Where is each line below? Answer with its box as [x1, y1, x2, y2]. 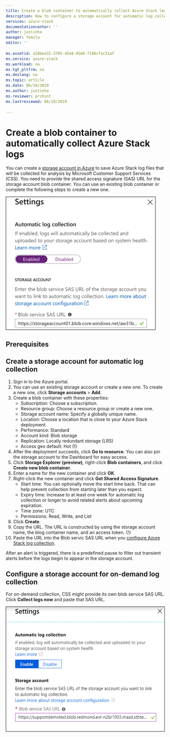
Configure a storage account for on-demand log [6, 570, 159, 578]
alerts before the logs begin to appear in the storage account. [6, 555, 134, 561]
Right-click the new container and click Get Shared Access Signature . [13, 475, 160, 481]
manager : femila [6, 35, 40, 40]
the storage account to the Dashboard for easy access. [13, 454, 128, 460]
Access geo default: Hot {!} [20, 443, 78, 449]
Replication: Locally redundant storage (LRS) [20, 438, 114, 444]
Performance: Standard [20, 427, 70, 433]
